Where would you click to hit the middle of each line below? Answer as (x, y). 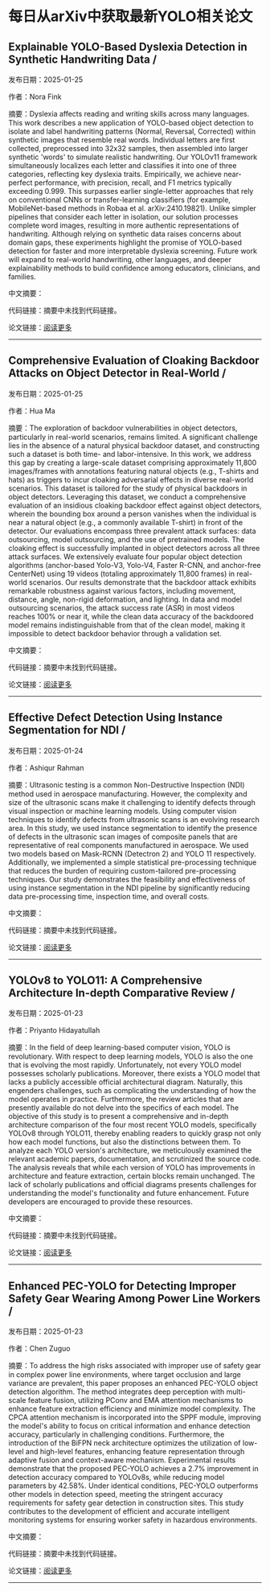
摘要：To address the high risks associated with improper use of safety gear (135, 1366)
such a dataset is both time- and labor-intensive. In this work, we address (130, 454)
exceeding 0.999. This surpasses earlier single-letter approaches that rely (131, 191)
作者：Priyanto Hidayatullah (54, 1030)
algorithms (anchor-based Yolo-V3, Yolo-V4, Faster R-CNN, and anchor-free (135, 565)
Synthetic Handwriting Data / (83, 59)
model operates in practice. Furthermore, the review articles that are (121, 1100)
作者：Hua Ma (32, 410)
